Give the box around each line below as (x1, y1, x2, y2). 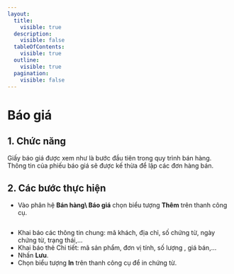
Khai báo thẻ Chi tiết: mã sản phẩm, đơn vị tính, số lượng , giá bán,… (17, 243, 217, 252)
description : (13, 30, 52, 38)
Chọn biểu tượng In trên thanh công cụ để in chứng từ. (17, 258, 177, 267)
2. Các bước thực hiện (7, 182, 106, 194)
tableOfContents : (13, 43, 65, 50)
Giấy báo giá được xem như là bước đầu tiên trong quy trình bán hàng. (7, 154, 212, 163)
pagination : (13, 70, 50, 77)
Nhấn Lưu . (17, 251, 49, 260)
